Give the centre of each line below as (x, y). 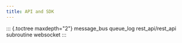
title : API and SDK (30, 11)
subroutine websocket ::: (36, 34)
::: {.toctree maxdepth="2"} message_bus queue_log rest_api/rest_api (91, 28)
